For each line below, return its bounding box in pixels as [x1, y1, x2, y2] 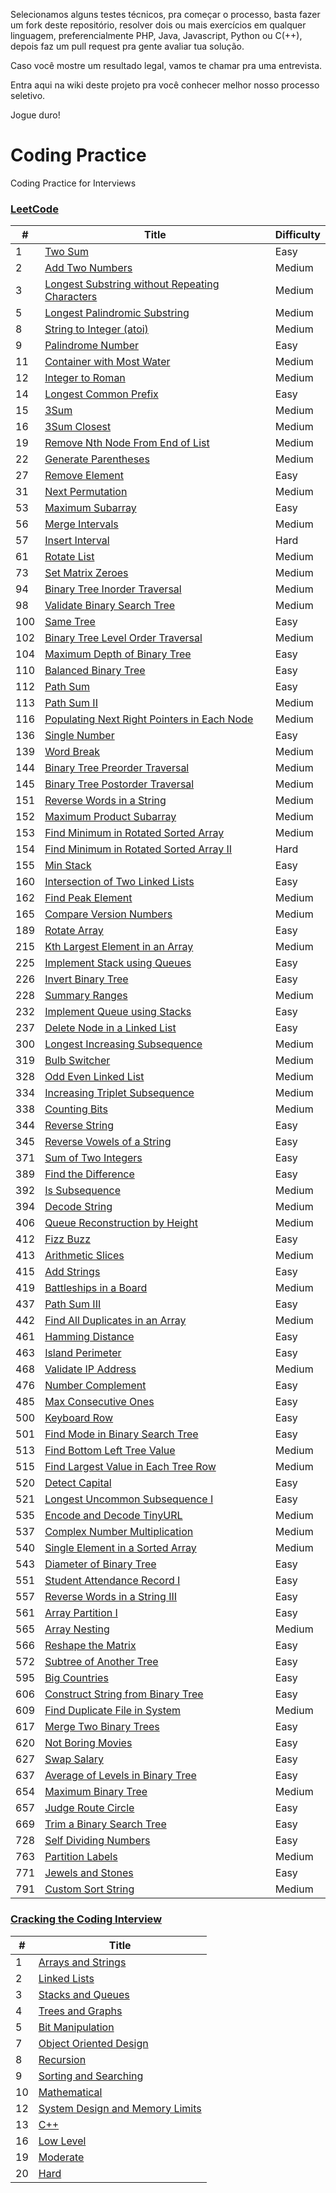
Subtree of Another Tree [44, 1655, 159, 1669]
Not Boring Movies [44, 1736, 133, 1750]
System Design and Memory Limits [38, 2101, 202, 2115]
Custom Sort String [44, 1882, 135, 1896]
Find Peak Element [44, 891, 133, 905]
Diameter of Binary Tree [44, 1557, 157, 1571]
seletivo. [10, 90, 46, 101]
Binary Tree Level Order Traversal [44, 631, 203, 645]
